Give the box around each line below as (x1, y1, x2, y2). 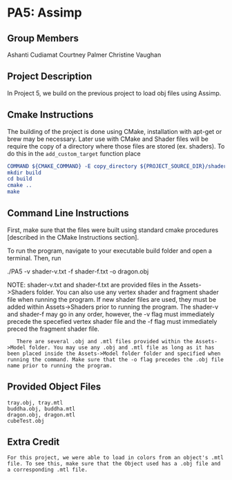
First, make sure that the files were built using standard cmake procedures (7, 226, 219, 234)
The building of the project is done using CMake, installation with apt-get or (7, 127, 222, 135)
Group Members (7, 32, 79, 44)
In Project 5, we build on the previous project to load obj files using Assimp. (7, 88, 222, 97)
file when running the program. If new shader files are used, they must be (7, 295, 216, 303)
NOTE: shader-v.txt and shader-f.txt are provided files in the (7, 280, 178, 289)
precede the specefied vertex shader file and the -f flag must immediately (7, 317, 217, 325)
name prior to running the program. (7, 362, 113, 369)
